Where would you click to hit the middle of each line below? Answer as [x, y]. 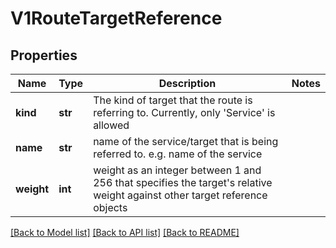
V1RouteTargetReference [116, 18]
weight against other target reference [180, 195]
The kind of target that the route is [173, 100]
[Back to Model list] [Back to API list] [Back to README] [125, 232]
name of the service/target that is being [186, 141]
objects [110, 207]
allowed [111, 125]
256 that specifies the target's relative [183, 182]
